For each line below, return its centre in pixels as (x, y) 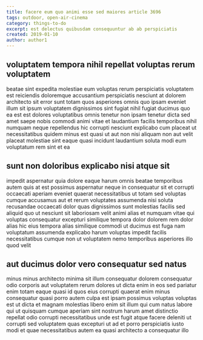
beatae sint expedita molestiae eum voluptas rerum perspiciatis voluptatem (100, 89)
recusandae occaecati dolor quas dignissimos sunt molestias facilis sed (96, 206)
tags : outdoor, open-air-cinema (47, 18)
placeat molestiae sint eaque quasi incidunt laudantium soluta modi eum (96, 140)
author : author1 (27, 40)
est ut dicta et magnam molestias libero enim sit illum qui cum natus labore (99, 305)
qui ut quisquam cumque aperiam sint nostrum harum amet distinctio (92, 311)
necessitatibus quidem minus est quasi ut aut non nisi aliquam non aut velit (100, 134)
